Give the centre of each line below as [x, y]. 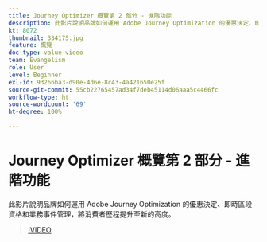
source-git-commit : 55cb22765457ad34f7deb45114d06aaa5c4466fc [113, 90]
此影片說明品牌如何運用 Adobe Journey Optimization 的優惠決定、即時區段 [130, 204]
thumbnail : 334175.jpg [46, 38]
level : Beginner [35, 75]
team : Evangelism [37, 60]
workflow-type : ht [39, 97]
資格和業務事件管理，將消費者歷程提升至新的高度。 [92, 214]
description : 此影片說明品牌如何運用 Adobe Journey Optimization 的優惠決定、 [132, 23]
